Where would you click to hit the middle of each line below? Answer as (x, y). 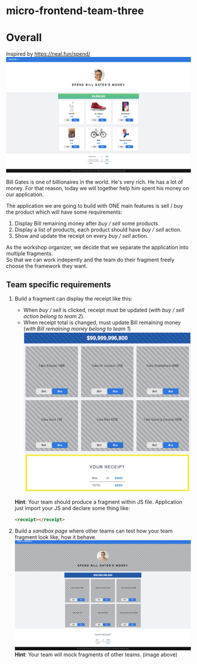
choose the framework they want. (47, 266)
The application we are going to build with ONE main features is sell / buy (95, 206)
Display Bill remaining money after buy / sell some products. (87, 224)
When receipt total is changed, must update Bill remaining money (102, 322)
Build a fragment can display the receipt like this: (74, 298)
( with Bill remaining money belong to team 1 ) (77, 328)
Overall (24, 38)
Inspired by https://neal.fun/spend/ (48, 54)
